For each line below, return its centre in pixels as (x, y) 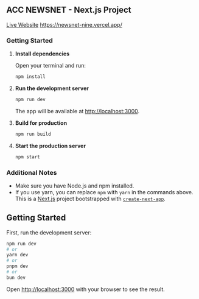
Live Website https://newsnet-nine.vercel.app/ (65, 24)
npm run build (33, 134)
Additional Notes (32, 172)
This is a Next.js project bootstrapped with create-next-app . (90, 199)
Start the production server (51, 146)
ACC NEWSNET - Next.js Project (69, 10)
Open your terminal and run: (51, 66)
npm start (28, 157)
